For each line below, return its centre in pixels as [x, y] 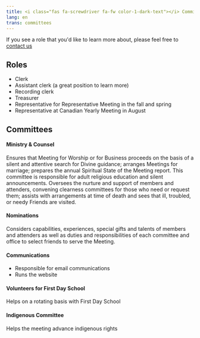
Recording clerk [34, 92]
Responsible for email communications [62, 268]
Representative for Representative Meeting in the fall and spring [93, 104]
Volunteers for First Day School [46, 288]
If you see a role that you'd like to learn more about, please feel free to [92, 40]
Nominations [22, 215]
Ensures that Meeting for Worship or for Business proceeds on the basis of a [100, 158]
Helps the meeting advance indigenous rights [62, 328]
